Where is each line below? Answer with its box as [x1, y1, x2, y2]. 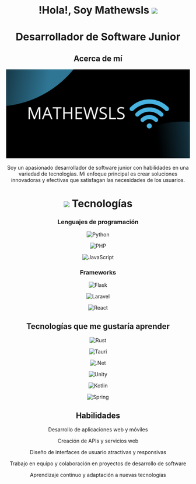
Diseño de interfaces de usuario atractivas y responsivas [30, 448, 166, 455]
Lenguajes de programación [57, 218, 139, 226]
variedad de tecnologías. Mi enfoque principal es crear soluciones [18, 170, 178, 177]
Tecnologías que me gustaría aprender [26, 321, 170, 331]
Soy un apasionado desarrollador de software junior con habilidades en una [7, 164, 189, 171]
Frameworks [79, 268, 117, 276]
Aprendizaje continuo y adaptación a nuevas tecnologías [30, 471, 166, 478]
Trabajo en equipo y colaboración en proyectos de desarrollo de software [9, 460, 187, 467]
